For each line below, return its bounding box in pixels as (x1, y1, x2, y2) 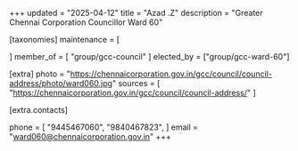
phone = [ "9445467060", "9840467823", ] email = (9, 122, 199, 132)
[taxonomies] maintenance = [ (9, 35, 120, 44)
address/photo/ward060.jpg (9, 78, 113, 88)
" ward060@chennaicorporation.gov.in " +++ (9, 131, 172, 141)
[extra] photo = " (9, 68, 71, 79)
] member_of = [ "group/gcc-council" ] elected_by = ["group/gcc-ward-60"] (9, 52, 290, 61)
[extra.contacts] (9, 105, 69, 115)
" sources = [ (112, 78, 161, 88)
